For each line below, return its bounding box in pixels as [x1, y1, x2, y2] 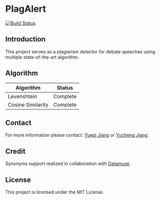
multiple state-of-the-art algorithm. [5, 54, 79, 60]
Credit [5, 147, 26, 155]
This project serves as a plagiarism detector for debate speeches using [5, 48, 155, 54]
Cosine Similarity [8, 101, 49, 108]
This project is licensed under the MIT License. [5, 189, 104, 195]
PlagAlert [5, 3, 47, 15]
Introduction [5, 35, 46, 44]
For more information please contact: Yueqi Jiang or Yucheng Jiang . [5, 132, 149, 138]
